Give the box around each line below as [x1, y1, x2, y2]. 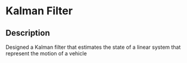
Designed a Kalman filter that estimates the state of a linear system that [5, 43, 181, 51]
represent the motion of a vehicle [5, 50, 87, 57]
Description [5, 28, 50, 38]
